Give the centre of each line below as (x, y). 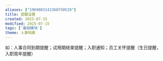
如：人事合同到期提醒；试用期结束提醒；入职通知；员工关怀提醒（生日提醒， (83, 47)
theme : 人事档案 (20, 33)
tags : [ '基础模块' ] (24, 28)
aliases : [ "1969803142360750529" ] (41, 10)
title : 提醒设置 (20, 14)
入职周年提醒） (20, 54)
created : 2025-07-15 (26, 19)
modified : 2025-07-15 (27, 24)
